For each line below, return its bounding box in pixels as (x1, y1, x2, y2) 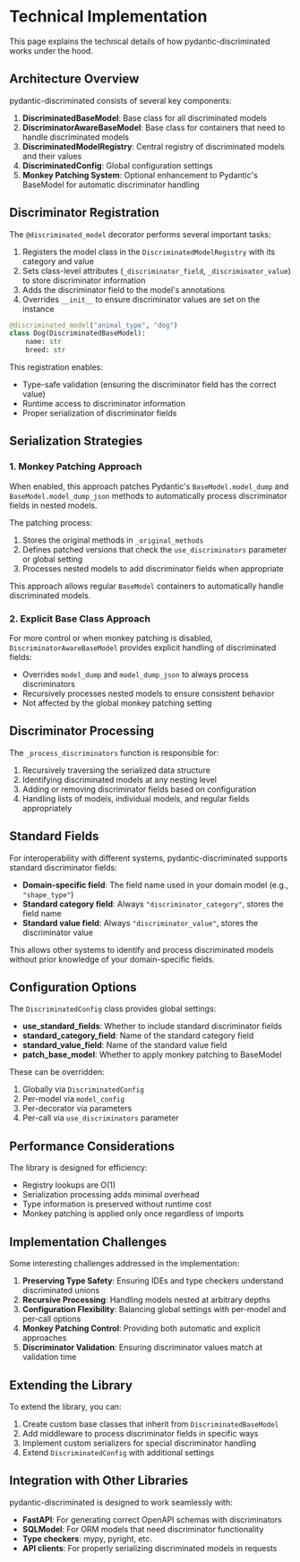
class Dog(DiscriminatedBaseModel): (9, 329, 146, 338)
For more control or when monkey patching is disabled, (9, 633, 213, 644)
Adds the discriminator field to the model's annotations (21, 284, 226, 295)
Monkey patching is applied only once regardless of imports (21, 1208, 244, 1219)
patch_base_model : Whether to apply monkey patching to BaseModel (21, 1050, 282, 1060)
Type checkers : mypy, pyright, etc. (21, 1533, 152, 1544)
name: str (25, 338, 63, 347)
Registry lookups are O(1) (21, 1180, 116, 1190)
